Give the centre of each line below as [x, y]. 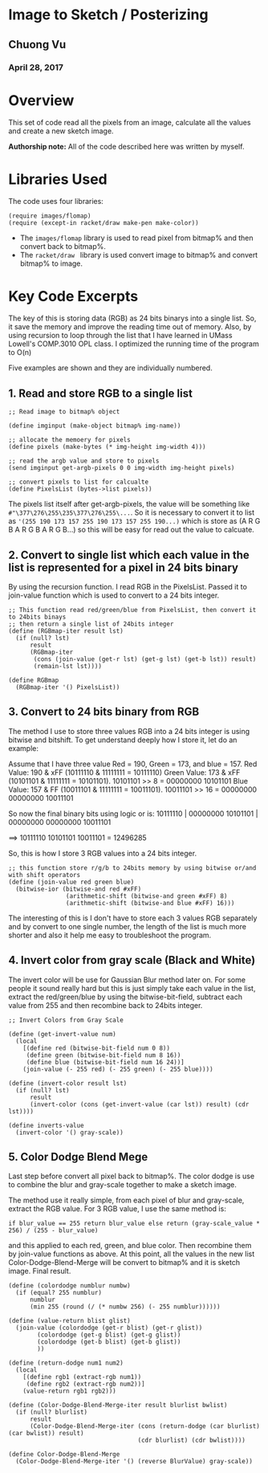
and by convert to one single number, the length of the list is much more [128, 926]
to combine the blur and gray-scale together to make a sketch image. [122, 1185]
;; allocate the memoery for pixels [69, 440]
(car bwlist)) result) [46, 1434]
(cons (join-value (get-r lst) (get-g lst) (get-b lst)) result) [145, 659]
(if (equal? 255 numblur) [59, 1293]
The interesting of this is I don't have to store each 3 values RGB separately [133, 918]
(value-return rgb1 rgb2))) [69, 1391]
